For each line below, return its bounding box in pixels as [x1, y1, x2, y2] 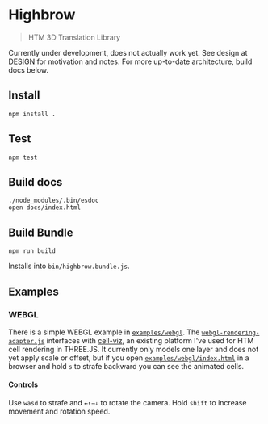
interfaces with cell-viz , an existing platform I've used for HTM [46, 335, 254, 345]
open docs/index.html [8, 204, 82, 212]
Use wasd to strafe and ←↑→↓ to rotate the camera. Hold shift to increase [8, 398, 247, 408]
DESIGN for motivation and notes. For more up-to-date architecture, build [8, 57, 253, 66]
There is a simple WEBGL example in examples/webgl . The [8, 327, 200, 337]
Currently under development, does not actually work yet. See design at [8, 48, 248, 57]
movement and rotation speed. [8, 406, 111, 417]
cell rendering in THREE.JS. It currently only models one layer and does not [8, 344, 259, 354]
